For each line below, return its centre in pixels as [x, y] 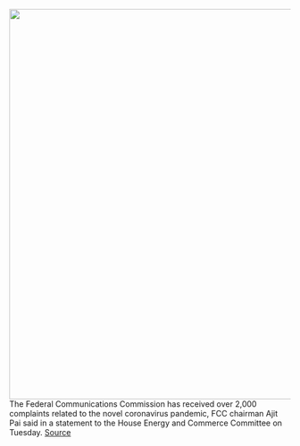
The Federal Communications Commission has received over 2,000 [133, 404]
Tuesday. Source [40, 432]
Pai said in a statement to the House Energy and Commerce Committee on [146, 423]
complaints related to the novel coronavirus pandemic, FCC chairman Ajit [144, 413]
